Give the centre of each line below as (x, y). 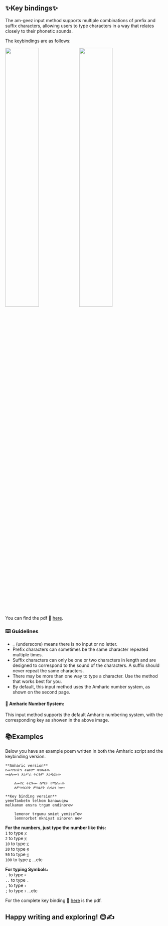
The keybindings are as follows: (38, 41)
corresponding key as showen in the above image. (57, 720)
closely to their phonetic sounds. (39, 31)
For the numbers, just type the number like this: (56, 828)
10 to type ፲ (17, 844)
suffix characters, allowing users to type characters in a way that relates (80, 26)
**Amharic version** (27, 766)
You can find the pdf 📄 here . (34, 618)
